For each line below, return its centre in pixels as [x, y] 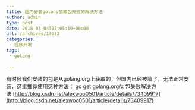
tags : [13, 51]
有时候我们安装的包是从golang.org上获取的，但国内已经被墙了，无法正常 [95, 78]
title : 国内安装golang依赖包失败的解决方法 [54, 12]
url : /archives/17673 [33, 34]
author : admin [24, 17]
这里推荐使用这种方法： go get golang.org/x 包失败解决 [84, 86]
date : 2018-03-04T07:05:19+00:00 [48, 28]
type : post [20, 23]
